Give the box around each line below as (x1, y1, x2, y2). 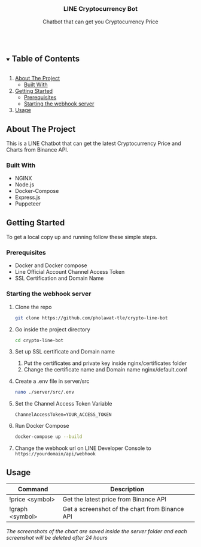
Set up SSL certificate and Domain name (14, 348, 115, 355)
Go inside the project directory (14, 325, 91, 333)
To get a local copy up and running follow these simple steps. (6, 234, 157, 241)
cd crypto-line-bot (14, 337, 64, 343)
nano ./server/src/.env (14, 389, 75, 395)
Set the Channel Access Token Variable (14, 400, 112, 407)
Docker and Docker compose (14, 262, 88, 269)
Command (17, 485, 48, 493)
